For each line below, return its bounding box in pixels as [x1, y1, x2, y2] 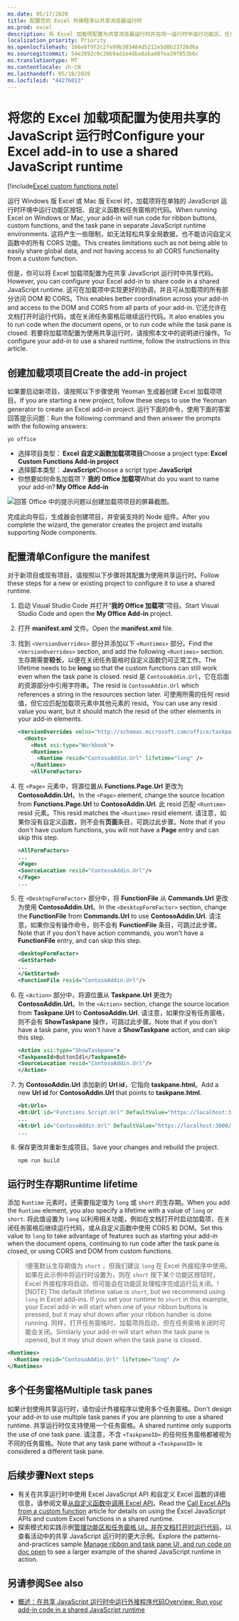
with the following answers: [7, 422, 87, 430]
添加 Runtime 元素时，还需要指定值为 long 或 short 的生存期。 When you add [7, 1198, 230, 1207]
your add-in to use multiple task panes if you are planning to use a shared [7, 1413, 223, 1421]
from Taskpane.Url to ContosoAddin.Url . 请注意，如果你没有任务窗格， [17, 1008, 229, 1017]
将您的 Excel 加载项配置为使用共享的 [7, 110, 221, 126]
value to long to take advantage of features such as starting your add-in [7, 1232, 218, 1241]
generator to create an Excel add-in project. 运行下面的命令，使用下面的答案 [7, 405, 231, 414]
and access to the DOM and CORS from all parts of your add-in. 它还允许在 [7, 303, 228, 312]
